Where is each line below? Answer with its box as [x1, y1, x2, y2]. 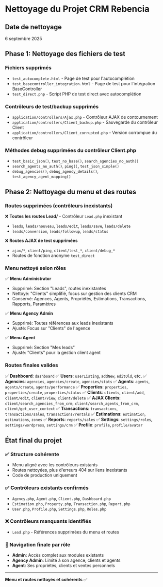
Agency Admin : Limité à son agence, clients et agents [12, 557, 121, 563]
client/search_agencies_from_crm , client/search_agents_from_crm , [5, 400, 139, 406]
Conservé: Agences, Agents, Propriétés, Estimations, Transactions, [12, 296, 147, 302]
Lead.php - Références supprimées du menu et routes [12, 529, 119, 535]
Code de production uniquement [12, 472, 78, 478]
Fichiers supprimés [5, 64, 52, 71]
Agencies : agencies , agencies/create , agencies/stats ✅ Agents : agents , [5, 378, 150, 384]
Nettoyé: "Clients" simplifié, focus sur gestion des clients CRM [12, 291, 137, 296]
